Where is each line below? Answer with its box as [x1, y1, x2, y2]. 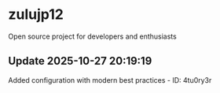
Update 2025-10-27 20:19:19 [8, 54, 152, 68]
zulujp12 [8, 6, 64, 24]
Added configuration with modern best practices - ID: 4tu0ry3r [8, 75, 212, 84]
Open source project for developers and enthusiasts [8, 32, 177, 41]
